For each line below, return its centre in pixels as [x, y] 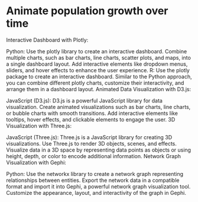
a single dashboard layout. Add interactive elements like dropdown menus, [97, 64]
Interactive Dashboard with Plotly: [47, 40]
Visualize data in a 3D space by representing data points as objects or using [98, 150]
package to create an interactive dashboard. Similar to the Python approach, [99, 76]
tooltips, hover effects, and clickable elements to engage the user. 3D [91, 119]
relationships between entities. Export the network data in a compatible [93, 180]
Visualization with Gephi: [36, 162]
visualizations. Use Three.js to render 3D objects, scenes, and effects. [92, 143]
